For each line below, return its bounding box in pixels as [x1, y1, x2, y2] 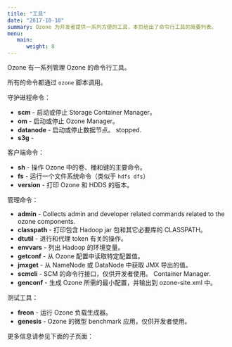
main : [16, 37, 33, 44]
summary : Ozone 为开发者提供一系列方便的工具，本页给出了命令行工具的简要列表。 [7, 23, 217, 30]
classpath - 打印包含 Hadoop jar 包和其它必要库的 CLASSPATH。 [17, 226, 207, 234]
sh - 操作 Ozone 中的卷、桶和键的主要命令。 [17, 163, 146, 171]
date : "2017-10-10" [7, 17, 65, 24]
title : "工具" [7, 10, 47, 18]
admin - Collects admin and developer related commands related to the [17, 210, 225, 218]
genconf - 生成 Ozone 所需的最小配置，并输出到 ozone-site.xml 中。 [17, 279, 217, 286]
